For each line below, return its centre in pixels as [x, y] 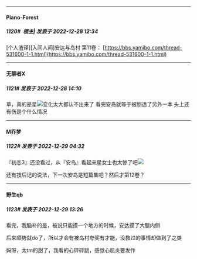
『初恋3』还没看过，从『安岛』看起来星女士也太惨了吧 [72, 162]
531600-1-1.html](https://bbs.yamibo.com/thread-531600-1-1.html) [86, 54]
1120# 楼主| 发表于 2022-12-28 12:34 [52, 31]
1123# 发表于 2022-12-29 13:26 [45, 209]
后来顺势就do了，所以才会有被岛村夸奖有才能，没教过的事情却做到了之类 [94, 238]
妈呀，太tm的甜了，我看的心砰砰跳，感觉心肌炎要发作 [71, 250]
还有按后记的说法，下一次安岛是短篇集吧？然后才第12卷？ [76, 175]
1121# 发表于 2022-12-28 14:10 [44, 88]
